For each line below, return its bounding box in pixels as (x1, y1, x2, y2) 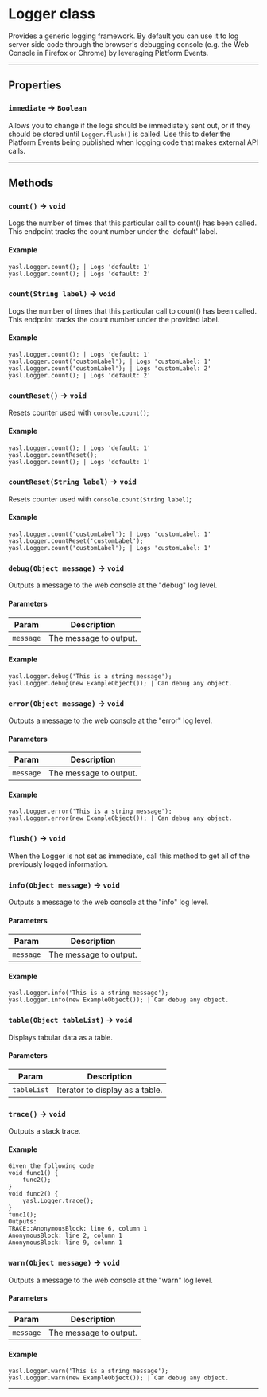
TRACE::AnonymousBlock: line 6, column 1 (8, 1225, 148, 1233)
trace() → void (8, 1108, 66, 1119)
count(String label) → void (8, 288, 116, 299)
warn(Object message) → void (8, 1257, 121, 1268)
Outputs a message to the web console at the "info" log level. (8, 897, 209, 907)
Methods (8, 177, 54, 190)
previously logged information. (8, 859, 109, 868)
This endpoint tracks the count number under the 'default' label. (8, 227, 219, 236)
